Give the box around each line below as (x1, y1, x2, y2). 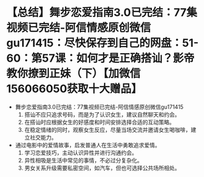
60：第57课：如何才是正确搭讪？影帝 (6, 51, 195, 65)
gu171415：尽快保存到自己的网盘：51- (6, 36, 199, 50)
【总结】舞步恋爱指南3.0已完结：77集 (6, 5, 198, 20)
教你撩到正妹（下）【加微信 (6, 67, 141, 81)
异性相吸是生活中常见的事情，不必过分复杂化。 (24, 156, 143, 164)
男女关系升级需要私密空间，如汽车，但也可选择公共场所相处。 (24, 164, 181, 172)
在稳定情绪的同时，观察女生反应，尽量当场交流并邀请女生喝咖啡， (24, 126, 191, 133)
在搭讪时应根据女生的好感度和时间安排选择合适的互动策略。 (24, 118, 175, 126)
